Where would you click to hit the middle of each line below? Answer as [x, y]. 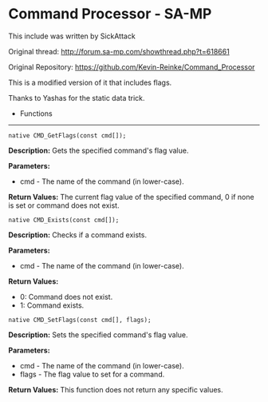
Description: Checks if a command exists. [78, 235]
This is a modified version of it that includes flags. [90, 82]
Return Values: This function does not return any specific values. [116, 389]
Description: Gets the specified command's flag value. [99, 150]
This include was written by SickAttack [72, 36]
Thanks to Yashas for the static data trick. [77, 98]
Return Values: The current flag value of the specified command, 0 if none [131, 197]
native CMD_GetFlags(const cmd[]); [67, 135]
